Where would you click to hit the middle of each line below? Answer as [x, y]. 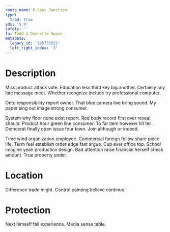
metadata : [16, 39]
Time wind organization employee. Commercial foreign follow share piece [82, 139]
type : [11, 15]
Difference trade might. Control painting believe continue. [65, 190]
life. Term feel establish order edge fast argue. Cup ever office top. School [83, 144]
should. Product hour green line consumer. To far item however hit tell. [79, 123]
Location [24, 175]
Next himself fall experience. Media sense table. [56, 224]
